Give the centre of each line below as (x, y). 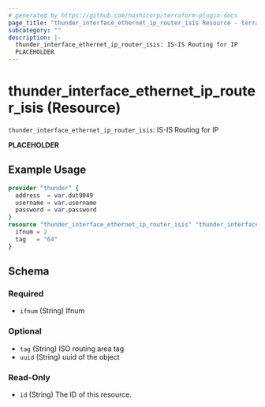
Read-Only (30, 377)
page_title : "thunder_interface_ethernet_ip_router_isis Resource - (123, 23)
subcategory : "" (35, 30)
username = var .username (56, 203)
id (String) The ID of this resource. (76, 394)
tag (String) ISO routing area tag (72, 349)
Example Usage (47, 170)
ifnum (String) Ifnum (52, 311)
